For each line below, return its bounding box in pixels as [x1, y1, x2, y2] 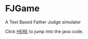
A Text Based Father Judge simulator [5, 19, 81, 25]
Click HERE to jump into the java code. [5, 28, 84, 34]
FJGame [5, 3, 40, 14]
